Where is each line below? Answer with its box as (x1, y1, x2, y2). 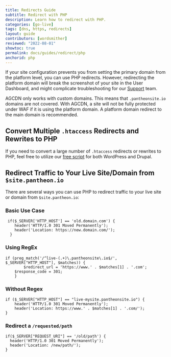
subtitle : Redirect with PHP (5, 12, 67, 17)
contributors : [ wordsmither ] (5, 36, 67, 41)
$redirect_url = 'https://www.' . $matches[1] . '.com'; (23, 264, 147, 269)
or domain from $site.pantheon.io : (5, 194, 79, 200)
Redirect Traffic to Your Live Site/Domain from (5, 169, 155, 177)
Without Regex (5, 285, 43, 292)
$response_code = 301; (14, 269, 63, 274)
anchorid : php (5, 55, 36, 60)
